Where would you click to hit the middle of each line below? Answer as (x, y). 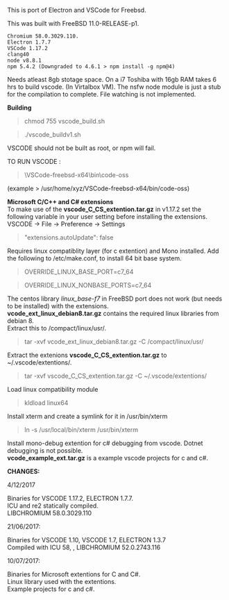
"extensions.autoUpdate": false (69, 237)
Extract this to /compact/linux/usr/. (57, 328)
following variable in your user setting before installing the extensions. (108, 217)
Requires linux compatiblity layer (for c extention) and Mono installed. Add (113, 251)
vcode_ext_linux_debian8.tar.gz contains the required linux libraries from (113, 313)
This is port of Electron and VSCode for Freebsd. (77, 10)
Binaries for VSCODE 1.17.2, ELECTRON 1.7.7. (70, 498)
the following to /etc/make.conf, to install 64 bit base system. (94, 258)
